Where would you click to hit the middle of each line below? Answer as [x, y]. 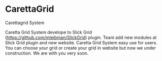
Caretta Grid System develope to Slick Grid [49, 32]
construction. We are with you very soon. [47, 53]
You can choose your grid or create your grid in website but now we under [81, 48]
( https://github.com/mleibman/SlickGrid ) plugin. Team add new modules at [81, 37]
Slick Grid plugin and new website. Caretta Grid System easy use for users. [81, 42]
